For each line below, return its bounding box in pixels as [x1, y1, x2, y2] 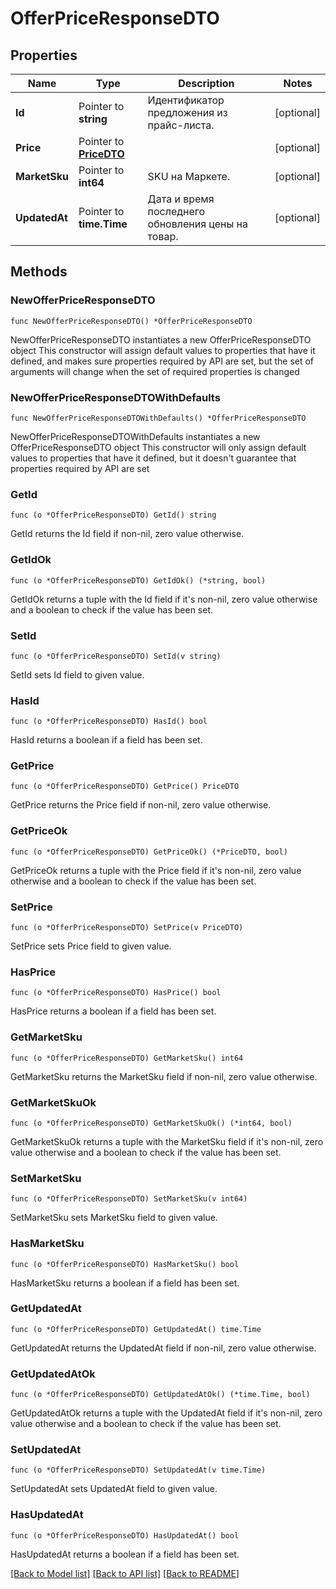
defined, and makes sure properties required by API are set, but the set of [10, 355, 315, 367]
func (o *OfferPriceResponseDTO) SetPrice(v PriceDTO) [10, 923, 244, 933]
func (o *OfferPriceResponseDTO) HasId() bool [10, 717, 208, 727]
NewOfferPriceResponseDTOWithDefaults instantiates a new [10, 430, 261, 442]
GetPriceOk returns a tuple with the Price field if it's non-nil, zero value [10, 864, 302, 876]
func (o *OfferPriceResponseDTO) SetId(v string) [10, 651, 222, 661]
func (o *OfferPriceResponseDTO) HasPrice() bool [10, 988, 222, 998]
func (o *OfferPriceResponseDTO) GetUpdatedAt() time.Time [10, 1324, 262, 1334]
